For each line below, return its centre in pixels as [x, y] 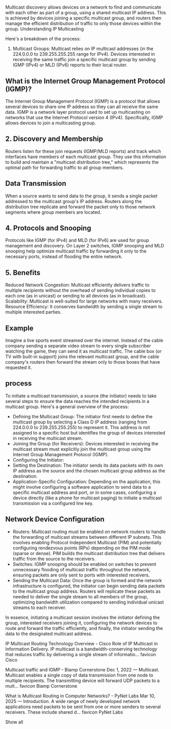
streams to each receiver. [39, 607]
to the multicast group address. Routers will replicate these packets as [87, 591]
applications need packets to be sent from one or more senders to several [83, 707]
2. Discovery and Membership [54, 139]
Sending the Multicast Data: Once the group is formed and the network [87, 580]
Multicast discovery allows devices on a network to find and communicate [83, 7]
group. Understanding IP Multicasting [45, 29]
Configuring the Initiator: [39, 460]
